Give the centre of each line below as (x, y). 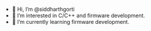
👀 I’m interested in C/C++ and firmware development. (79, 15)
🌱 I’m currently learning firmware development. (71, 22)
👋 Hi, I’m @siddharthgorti (43, 9)
